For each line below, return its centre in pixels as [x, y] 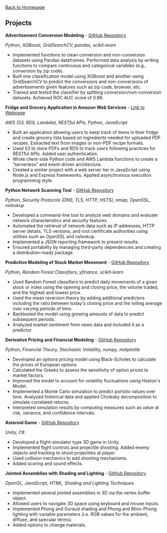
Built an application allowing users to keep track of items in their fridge [85, 132]
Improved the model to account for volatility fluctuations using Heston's [86, 380]
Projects [19, 23]
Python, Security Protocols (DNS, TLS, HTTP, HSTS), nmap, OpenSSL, [78, 200]
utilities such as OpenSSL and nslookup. [54, 236]
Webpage [15, 112]
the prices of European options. [45, 364]
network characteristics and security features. [60, 220]
